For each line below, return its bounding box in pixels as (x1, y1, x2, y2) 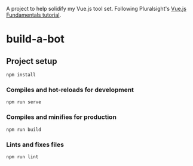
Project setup (6, 56, 58, 66)
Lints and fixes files (6, 140, 65, 149)
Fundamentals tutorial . (6, 11, 62, 19)
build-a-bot (6, 32, 65, 46)
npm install (6, 72, 36, 78)
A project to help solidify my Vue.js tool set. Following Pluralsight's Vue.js (6, 5, 187, 12)
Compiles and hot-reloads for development (6, 85, 134, 94)
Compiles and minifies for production (6, 113, 117, 121)
